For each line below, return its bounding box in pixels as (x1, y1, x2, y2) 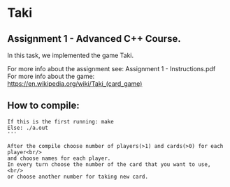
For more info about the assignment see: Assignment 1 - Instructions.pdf (7, 65, 216, 73)
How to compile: (7, 100, 80, 112)
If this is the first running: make (7, 118, 114, 125)
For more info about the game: (7, 72, 95, 80)
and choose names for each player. (7, 155, 111, 162)
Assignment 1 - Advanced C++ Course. (7, 33, 181, 45)
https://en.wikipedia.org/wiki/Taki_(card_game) (7, 80, 143, 88)
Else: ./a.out (7, 124, 49, 131)
